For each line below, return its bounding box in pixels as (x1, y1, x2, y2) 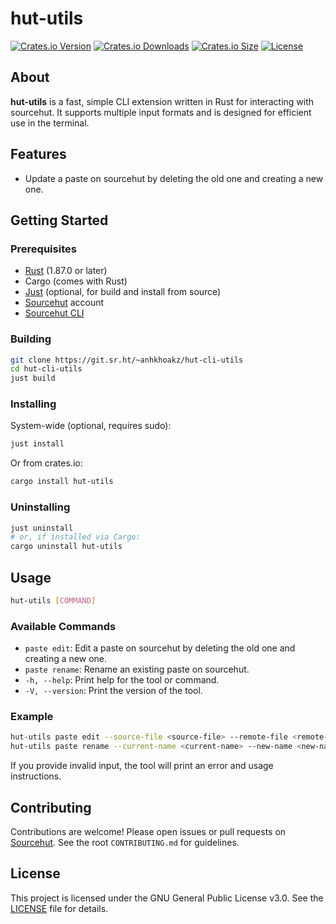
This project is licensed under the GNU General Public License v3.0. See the (10, 892, 324, 904)
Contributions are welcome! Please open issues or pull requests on (10, 825, 287, 837)
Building (10, 332, 52, 346)
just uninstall (10, 523, 74, 533)
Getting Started (10, 212, 109, 229)
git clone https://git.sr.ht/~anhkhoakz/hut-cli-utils (10, 355, 244, 365)
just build (10, 373, 56, 384)
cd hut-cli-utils (10, 364, 83, 374)
